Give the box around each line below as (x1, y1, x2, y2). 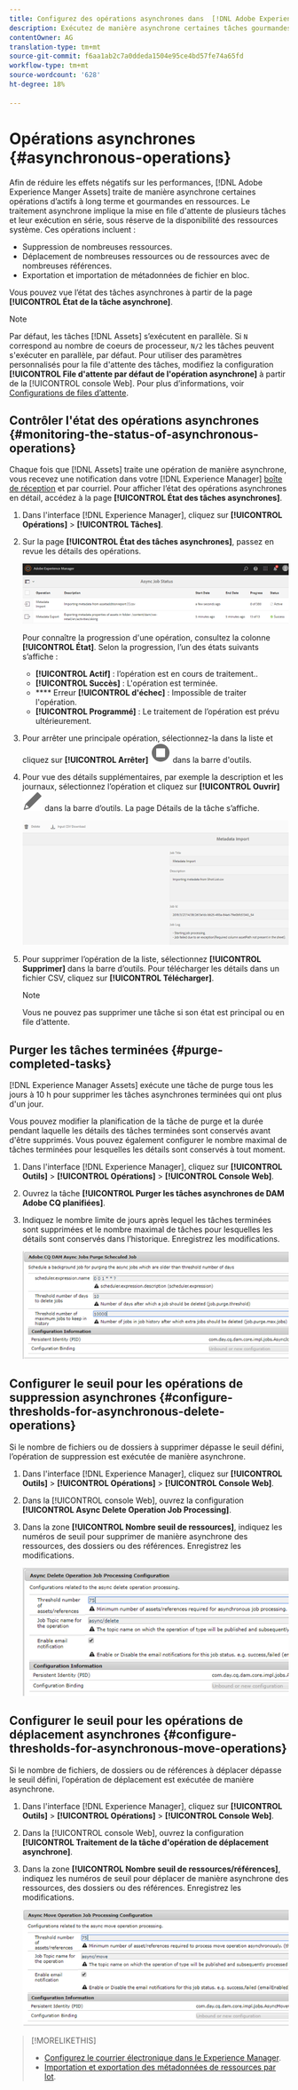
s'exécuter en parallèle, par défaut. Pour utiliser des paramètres (9, 349, 242, 360)
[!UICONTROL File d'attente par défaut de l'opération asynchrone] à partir (9, 369, 286, 379)
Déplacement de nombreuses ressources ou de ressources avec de (21, 250, 271, 261)
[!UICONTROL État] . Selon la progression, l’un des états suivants (21, 641, 259, 652)
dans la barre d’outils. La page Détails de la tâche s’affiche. (43, 802, 260, 813)
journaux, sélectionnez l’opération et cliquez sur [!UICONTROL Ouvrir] (21, 781, 280, 791)
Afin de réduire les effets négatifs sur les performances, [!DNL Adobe (9, 177, 263, 187)
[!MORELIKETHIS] (30, 2035, 97, 2046)
